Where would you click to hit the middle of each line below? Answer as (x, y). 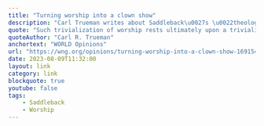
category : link (33, 74)
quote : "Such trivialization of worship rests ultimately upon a (117, 30)
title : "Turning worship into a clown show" (82, 15)
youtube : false (33, 88)
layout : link (29, 67)
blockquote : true (37, 81)
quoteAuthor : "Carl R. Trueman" (61, 37)
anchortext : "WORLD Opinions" (58, 45)
